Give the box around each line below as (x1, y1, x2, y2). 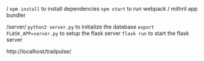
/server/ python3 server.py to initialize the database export (6, 24, 155, 30)
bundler (6, 11, 26, 19)
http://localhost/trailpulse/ (6, 48, 72, 55)
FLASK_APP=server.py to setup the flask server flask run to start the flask (6, 30, 189, 37)
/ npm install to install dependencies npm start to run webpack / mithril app (6, 5, 198, 12)
